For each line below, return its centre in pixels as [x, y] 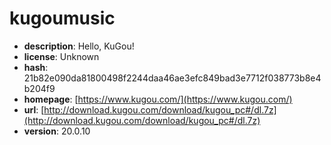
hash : [36, 67]
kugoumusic [62, 18]
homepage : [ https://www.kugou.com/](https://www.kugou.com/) [158, 99]
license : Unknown [61, 56]
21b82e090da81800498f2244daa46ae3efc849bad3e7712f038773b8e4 [172, 78]
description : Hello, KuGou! [79, 46]
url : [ [34, 109]
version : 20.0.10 [57, 131]
